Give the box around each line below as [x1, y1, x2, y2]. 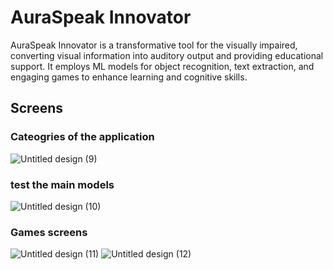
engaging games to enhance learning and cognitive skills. [10, 71, 248, 83]
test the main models [10, 177, 115, 191]
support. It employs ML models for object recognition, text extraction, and [10, 60, 315, 72]
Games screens [10, 225, 88, 239]
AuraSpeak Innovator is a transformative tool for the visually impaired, [10, 39, 298, 51]
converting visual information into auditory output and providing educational [10, 49, 324, 61]
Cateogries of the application [10, 130, 155, 144]
